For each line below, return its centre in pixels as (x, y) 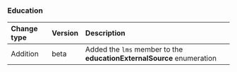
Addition (25, 54)
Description (105, 33)
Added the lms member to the (134, 49)
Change (24, 29)
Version (65, 33)
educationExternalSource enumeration (151, 59)
